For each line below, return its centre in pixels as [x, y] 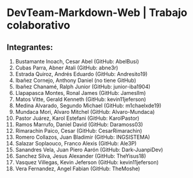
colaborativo [38, 25]
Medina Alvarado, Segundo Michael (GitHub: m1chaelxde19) [88, 106]
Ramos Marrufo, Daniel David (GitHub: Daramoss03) [79, 124]
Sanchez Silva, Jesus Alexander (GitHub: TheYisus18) [81, 156]
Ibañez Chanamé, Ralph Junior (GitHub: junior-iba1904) [83, 87]
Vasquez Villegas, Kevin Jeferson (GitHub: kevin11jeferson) [87, 162]
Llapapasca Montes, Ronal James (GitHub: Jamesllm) [81, 93]
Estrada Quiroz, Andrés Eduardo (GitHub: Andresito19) [81, 74]
